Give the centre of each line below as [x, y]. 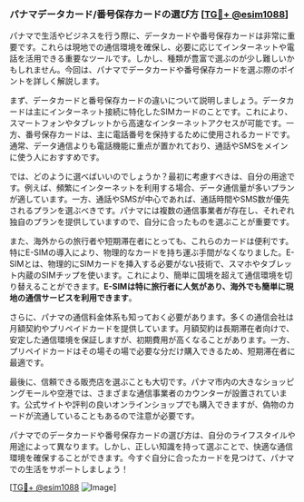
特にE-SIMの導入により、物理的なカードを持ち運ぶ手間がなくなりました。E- [152, 252]
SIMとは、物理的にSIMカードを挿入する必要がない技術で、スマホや [135, 264]
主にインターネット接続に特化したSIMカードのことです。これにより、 [163, 112]
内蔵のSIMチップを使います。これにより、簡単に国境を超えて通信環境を [151, 275]
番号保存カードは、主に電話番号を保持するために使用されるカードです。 [160, 134]
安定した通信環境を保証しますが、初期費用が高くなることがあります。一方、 [152, 340]
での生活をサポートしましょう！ [69, 469]
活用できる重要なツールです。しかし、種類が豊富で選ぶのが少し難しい [156, 59]
